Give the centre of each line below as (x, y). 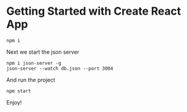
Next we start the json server (43, 52)
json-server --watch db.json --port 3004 (60, 69)
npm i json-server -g (34, 63)
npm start (19, 91)
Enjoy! (14, 102)
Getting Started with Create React (94, 11)
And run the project (31, 80)
